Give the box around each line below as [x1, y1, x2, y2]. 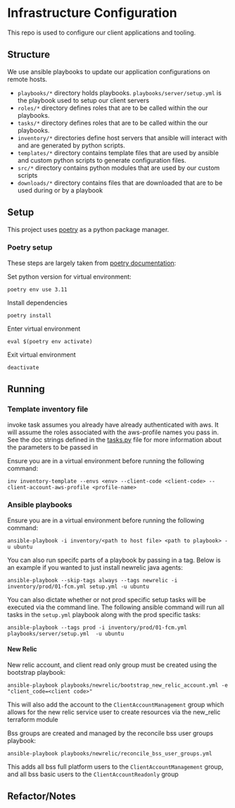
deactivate [7, 364, 39, 371]
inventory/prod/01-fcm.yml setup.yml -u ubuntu [7, 583, 150, 590]
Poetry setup [7, 243, 53, 252]
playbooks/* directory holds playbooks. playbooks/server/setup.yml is [17, 88, 222, 97]
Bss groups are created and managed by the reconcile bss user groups [7, 729, 213, 737]
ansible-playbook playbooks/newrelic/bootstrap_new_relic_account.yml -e [7, 682, 229, 689]
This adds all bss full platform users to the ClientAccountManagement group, [7, 763, 224, 771]
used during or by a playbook [17, 185, 103, 195]
